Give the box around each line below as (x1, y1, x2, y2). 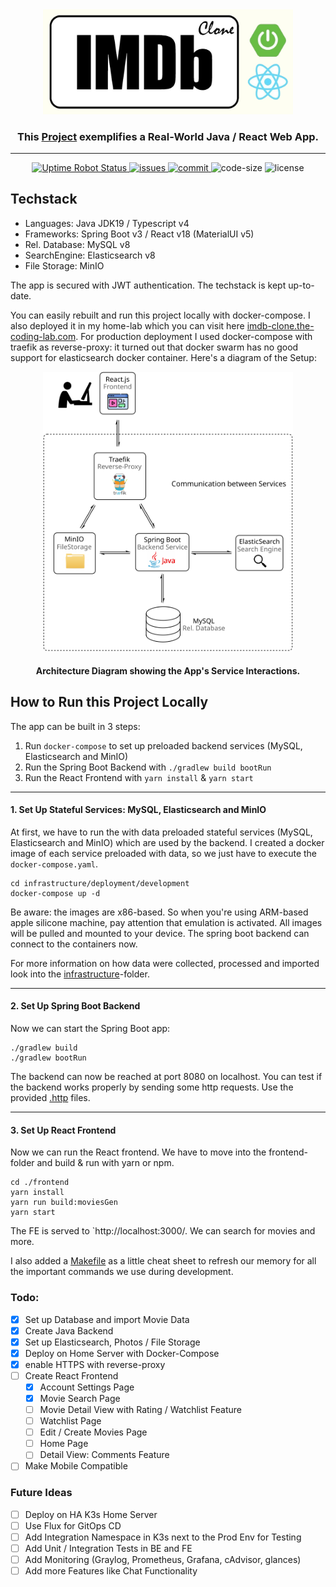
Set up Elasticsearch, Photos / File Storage (24, 1336, 201, 1348)
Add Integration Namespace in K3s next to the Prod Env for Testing (24, 1531, 302, 1543)
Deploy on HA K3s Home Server (24, 1508, 158, 1520)
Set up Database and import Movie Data (24, 1313, 190, 1325)
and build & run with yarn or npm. (36, 1157, 175, 1169)
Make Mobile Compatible (24, 1460, 128, 1472)
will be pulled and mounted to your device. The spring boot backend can (10, 927, 310, 939)
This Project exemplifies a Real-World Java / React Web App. (16, 129, 320, 143)
